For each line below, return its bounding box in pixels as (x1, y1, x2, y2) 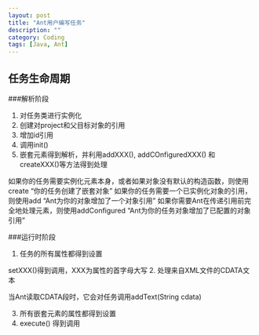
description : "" (8, 26, 61, 34)
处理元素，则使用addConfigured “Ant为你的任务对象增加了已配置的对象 (21, 206, 251, 215)
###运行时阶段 (8, 232, 57, 242)
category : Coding (8, 33, 65, 42)
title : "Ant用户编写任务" (8, 19, 86, 27)
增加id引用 (19, 130, 53, 140)
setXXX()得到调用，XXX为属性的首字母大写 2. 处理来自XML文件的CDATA (8, 265, 243, 275)
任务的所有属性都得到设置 (19, 249, 103, 258)
